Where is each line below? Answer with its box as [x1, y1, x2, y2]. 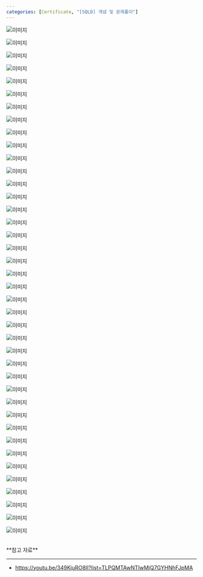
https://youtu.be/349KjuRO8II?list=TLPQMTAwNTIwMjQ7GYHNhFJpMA [14, 564, 193, 571]
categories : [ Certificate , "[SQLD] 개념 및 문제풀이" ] [6, 8, 138, 15]
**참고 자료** [6, 546, 38, 553]
